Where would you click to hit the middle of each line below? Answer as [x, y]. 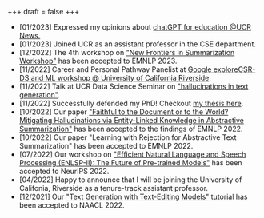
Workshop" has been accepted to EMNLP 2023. [98, 61]
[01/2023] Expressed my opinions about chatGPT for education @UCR [135, 27]
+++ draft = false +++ [44, 12]
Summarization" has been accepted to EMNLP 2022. [106, 146]
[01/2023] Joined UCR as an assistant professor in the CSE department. [138, 44]
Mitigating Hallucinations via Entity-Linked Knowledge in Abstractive [132, 120]
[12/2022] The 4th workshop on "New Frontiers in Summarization [127, 52]
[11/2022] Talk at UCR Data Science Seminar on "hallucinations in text [134, 86]
